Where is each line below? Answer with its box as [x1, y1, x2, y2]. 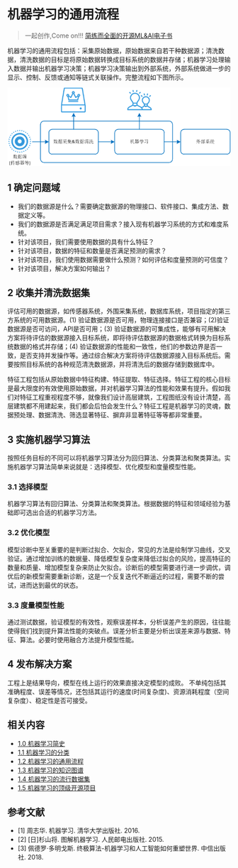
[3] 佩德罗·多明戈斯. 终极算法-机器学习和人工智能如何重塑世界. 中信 [17, 844, 214, 852]
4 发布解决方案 [7, 658, 72, 671]
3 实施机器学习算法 [7, 434, 91, 446]
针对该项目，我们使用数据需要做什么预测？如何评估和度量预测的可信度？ [17, 255, 229, 263]
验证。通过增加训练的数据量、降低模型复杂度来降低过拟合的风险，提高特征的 [7, 554, 231, 563]
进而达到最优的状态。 [19, 581, 82, 589]
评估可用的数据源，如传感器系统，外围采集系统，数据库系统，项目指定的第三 [7, 307, 231, 316]
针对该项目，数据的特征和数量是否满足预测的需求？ [17, 246, 167, 255]
